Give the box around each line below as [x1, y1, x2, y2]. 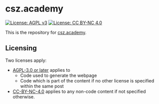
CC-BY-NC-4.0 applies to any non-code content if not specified [12, 88, 146, 94]
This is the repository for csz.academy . [5, 29, 87, 35]
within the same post [20, 83, 64, 89]
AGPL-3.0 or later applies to [12, 67, 70, 73]
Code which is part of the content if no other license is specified [20, 77, 154, 83]
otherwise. [12, 93, 35, 99]
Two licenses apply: [5, 57, 47, 63]
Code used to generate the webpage [20, 72, 97, 78]
